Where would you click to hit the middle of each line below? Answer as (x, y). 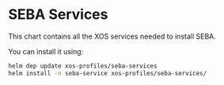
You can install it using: (46, 51)
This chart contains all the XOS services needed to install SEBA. (112, 36)
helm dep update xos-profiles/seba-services (83, 66)
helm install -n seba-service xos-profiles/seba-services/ (108, 73)
